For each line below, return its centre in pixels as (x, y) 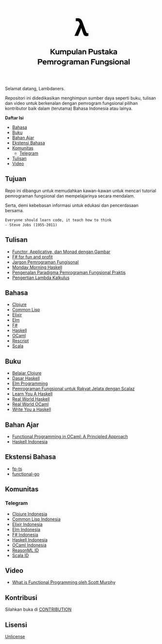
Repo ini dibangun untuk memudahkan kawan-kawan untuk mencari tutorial (81, 191)
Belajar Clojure (27, 373)
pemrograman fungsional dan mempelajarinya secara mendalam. (70, 196)
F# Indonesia (25, 534)
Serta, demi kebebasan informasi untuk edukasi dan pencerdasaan (72, 205)
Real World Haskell (31, 399)
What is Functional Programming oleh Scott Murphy (64, 583)
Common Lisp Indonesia (36, 519)
